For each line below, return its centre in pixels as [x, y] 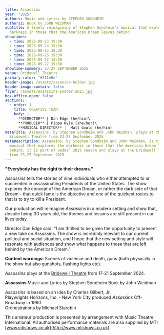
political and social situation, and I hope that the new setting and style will [79, 239]
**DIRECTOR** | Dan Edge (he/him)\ [54, 118]
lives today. [17, 219]
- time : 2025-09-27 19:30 [36, 64]
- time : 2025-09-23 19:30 [36, 42]
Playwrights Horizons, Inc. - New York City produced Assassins [69, 297]
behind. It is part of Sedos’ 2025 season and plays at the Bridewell [83, 150]
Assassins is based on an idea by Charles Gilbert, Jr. [58, 292]
